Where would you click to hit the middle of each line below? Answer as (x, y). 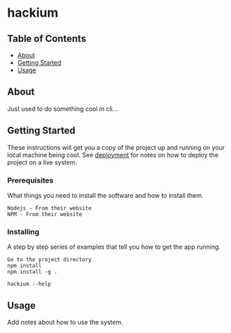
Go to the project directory (49, 260)
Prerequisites (30, 180)
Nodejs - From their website (49, 208)
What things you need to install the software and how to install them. (105, 195)
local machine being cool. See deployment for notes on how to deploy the (113, 155)
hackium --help (29, 284)
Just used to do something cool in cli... (63, 109)
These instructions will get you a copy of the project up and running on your (116, 147)
